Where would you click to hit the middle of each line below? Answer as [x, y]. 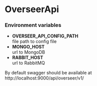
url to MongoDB [29, 52]
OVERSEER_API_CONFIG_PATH [45, 36]
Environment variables [33, 25]
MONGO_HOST [28, 47]
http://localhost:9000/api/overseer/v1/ [44, 78]
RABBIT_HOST [28, 58]
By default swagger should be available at [48, 73]
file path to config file [34, 41]
